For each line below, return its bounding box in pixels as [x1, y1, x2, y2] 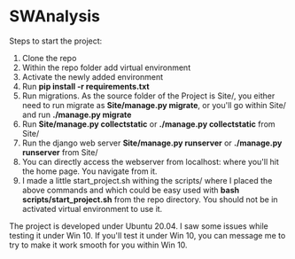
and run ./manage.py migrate [21, 109, 132, 120]
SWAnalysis [9, 6, 100, 27]
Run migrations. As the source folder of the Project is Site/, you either [21, 90, 276, 101]
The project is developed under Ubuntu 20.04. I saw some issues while [9, 220, 268, 232]
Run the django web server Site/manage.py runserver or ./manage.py [21, 137, 283, 148]
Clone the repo [21, 52, 77, 63]
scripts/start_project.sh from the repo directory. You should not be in [21, 193, 278, 205]
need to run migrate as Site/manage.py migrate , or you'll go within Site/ [21, 99, 286, 110]
